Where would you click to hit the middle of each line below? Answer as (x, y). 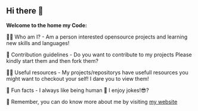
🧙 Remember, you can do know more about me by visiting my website (92, 102)
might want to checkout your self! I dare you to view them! (78, 78)
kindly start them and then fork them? (52, 61)
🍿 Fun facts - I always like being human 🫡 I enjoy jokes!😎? (78, 90)
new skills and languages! (38, 43)
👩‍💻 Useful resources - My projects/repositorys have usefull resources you (98, 72)
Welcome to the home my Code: (47, 25)
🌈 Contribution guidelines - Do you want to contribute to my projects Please (99, 55)
